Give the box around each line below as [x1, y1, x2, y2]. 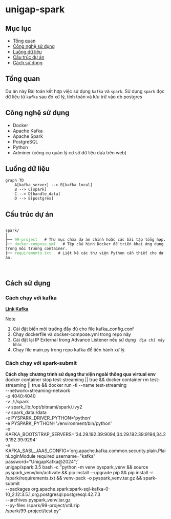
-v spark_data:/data [5, 409, 47, 416]
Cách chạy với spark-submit [5, 359, 77, 366]
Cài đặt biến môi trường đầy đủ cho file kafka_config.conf [12, 326, 134, 332]
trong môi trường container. [5, 246, 68, 252]
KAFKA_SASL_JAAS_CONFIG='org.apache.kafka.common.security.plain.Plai [5, 448, 166, 454]
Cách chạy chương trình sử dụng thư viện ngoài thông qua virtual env [5, 371, 156, 378]
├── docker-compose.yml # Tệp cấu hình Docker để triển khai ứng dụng [5, 242, 164, 247]
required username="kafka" [36, 453, 96, 459]
